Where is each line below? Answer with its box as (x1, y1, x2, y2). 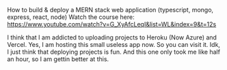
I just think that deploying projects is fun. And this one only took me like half (7, 48, 221, 56)
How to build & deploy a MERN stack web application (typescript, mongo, (7, 6, 214, 14)
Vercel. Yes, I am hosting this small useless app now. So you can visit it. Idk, (7, 41, 221, 48)
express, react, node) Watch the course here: (7, 13, 135, 21)
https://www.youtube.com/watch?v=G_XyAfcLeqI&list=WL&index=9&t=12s (7, 20, 217, 28)
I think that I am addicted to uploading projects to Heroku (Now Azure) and (7, 33, 217, 41)
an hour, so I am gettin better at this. (7, 55, 109, 63)
